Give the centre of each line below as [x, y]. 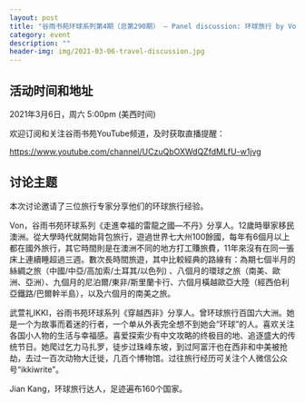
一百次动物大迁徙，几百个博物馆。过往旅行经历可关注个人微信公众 [164, 358]
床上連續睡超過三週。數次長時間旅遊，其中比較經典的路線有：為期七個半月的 [152, 259]
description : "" [40, 43]
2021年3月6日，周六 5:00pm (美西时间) [83, 113]
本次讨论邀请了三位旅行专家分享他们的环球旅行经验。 [109, 206]
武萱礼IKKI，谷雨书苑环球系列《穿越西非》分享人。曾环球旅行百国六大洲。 [148, 312]
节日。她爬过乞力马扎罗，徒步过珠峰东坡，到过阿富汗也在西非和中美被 [148, 347]
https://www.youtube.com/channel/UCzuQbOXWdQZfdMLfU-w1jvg [135, 152]
